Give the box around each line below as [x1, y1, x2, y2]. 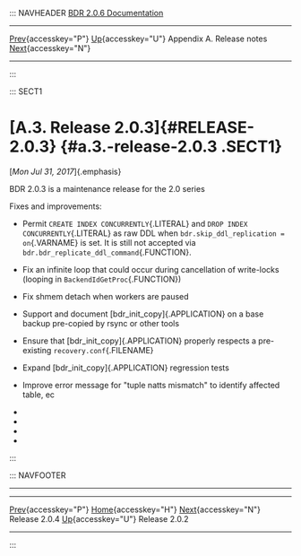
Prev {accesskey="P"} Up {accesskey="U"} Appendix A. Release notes [9, 33, 268, 44]
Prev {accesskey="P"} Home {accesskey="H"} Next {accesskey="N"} [9, 504, 262, 515]
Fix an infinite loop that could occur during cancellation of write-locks [21, 264, 279, 274]
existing [21, 344, 52, 355]
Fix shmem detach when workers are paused [21, 291, 190, 301]
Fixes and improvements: [9, 201, 102, 212]
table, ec [21, 389, 56, 400]
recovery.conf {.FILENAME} [53, 344, 154, 355]
